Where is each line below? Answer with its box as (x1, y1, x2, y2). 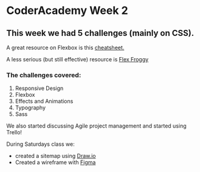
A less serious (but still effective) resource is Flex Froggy (6, 56, 149, 63)
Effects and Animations (15, 98, 74, 105)
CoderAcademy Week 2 (6, 4, 129, 18)
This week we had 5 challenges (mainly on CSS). (6, 28, 195, 38)
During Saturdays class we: (6, 140, 75, 148)
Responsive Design (15, 84, 64, 92)
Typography (15, 104, 46, 111)
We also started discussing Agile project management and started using (6, 122, 187, 129)
